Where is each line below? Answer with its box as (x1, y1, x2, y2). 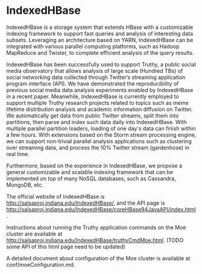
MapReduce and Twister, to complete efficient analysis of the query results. (6, 49, 194, 56)
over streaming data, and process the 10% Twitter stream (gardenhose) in (6, 144, 190, 151)
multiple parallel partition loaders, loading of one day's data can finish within (6, 125, 196, 132)
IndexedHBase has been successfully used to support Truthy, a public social (6, 61, 197, 68)
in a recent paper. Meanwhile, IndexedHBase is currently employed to (6, 93, 179, 100)
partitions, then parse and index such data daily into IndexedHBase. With (6, 118, 187, 125)
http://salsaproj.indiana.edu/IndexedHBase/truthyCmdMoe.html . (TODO (6, 236, 184, 244)
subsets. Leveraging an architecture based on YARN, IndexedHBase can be (6, 36, 194, 43)
